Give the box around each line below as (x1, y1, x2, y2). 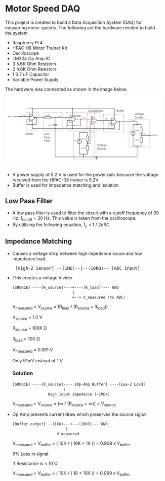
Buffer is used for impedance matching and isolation (12, 182, 119, 188)
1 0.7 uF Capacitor (12, 71, 49, 77)
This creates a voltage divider (12, 274, 73, 281)
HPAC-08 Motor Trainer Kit (12, 45, 68, 51)
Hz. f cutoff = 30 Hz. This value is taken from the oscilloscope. (12, 215, 137, 222)
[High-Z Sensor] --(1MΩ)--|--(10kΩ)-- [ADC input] (15, 265, 140, 271)
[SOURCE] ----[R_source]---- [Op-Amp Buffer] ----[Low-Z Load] (12, 382, 146, 387)
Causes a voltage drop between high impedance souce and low (12, 250, 142, 256)
